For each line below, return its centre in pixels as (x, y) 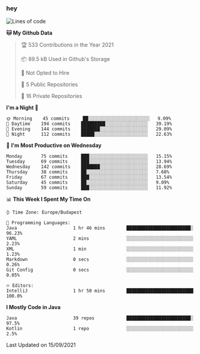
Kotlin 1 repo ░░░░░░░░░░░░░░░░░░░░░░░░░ (100, 329)
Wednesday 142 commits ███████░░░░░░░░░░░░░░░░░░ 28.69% (89, 167)
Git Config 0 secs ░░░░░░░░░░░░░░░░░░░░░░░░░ (100, 270)
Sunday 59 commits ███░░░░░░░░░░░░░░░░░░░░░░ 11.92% (89, 188)
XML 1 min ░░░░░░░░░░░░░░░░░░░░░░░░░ (100, 249)
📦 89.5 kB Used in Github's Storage (65, 59)
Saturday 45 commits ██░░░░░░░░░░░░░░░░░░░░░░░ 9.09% (88, 183)
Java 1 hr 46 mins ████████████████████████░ (100, 228)
